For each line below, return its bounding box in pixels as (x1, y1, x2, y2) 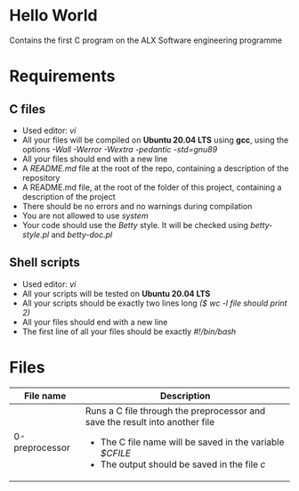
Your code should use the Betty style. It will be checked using (21, 219, 249, 230)
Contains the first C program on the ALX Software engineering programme (9, 35, 283, 45)
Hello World (9, 5, 98, 26)
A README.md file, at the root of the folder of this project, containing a (21, 182, 282, 192)
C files (9, 102, 46, 117)
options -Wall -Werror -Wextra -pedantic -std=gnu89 (21, 143, 218, 154)
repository (21, 172, 61, 183)
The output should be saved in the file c (100, 458, 266, 471)
